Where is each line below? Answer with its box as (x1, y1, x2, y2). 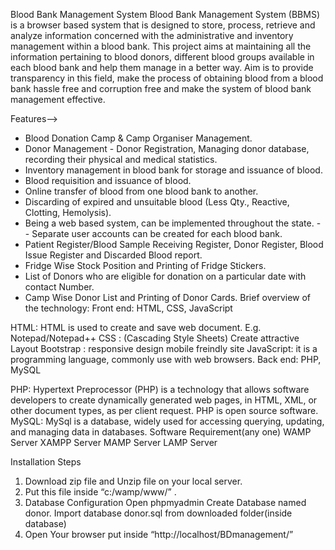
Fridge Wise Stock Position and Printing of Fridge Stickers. (24, 260, 267, 271)
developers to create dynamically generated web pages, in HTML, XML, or (10, 394, 318, 406)
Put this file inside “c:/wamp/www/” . (24, 486, 177, 498)
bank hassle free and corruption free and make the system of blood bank (10, 83, 312, 94)
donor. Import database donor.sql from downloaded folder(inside (24, 507, 293, 519)
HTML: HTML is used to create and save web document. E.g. (10, 322, 262, 333)
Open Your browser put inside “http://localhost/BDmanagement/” (24, 529, 294, 540)
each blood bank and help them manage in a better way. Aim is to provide (10, 62, 314, 73)
